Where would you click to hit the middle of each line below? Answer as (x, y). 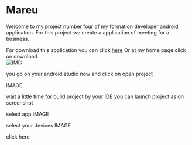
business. (18, 39)
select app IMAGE (28, 114)
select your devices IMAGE (39, 125)
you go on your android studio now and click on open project (80, 74)
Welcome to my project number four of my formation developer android (92, 26)
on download (22, 56)
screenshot (20, 102)
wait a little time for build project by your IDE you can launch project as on (95, 96)
